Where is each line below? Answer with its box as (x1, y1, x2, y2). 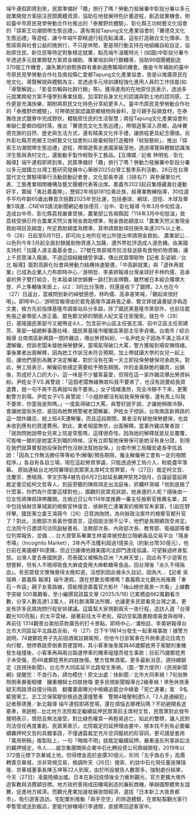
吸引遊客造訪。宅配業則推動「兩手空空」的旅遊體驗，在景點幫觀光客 (18, 796, 183, 802)
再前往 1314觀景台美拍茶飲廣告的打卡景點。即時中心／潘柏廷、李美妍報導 (6, 620, 182, 626)
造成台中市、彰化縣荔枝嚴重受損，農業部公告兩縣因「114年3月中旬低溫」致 (6, 210, 185, 217)
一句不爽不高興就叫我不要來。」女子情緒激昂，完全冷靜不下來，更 (26, 386, 183, 392)
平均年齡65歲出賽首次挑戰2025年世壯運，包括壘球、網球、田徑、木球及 (10, 196, 184, 202)
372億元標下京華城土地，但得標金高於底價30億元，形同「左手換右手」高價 (6, 752, 185, 758)
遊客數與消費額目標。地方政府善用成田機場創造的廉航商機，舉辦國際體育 (6, 781, 180, 787)
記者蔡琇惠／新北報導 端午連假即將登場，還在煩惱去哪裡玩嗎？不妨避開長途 (6, 700, 187, 707)
